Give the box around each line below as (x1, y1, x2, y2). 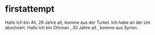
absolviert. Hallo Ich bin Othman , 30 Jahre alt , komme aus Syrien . (5, 24, 139, 30)
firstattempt (5, 3, 55, 15)
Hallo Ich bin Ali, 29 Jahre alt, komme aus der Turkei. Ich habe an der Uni (5, 19, 151, 25)
